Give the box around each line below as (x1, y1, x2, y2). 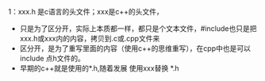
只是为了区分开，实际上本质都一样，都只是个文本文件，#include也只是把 (19, 24, 257, 33)
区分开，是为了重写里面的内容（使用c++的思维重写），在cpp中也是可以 (19, 44, 252, 53)
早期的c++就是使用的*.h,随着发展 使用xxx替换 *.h (19, 64, 179, 73)
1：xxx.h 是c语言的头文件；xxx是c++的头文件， (8, 7, 164, 16)
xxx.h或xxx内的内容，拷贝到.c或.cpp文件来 (19, 34, 160, 43)
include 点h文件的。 (19, 54, 86, 63)
